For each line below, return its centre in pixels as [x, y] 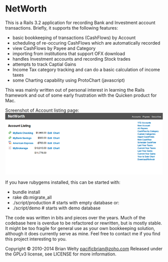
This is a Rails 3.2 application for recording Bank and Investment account [80, 23]
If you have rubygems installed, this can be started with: [63, 182]
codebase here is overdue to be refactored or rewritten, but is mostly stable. [84, 223]
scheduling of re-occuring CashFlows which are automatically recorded [86, 43]
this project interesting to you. [36, 239]
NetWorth [26, 9]
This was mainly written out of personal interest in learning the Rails [75, 90]
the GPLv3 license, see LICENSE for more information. [61, 254]
